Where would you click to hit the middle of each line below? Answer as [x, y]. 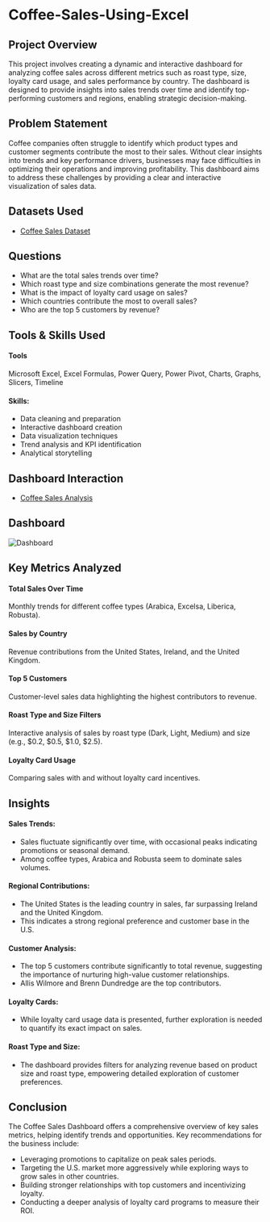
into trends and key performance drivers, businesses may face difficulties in [135, 160]
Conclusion [38, 1107]
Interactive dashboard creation [71, 427]
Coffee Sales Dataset [55, 231]
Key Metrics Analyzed [65, 568]
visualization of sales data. [52, 186]
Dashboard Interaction [66, 478]
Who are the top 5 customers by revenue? [89, 310]
